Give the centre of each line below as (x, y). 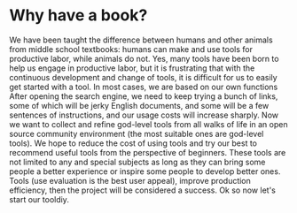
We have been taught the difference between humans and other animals (141, 40)
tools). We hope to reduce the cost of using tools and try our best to (133, 143)
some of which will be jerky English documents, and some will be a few (139, 105)
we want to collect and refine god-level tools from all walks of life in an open (148, 124)
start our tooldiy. (39, 199)
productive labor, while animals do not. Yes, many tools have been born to (144, 58)
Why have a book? (78, 15)
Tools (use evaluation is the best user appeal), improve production (130, 180)
